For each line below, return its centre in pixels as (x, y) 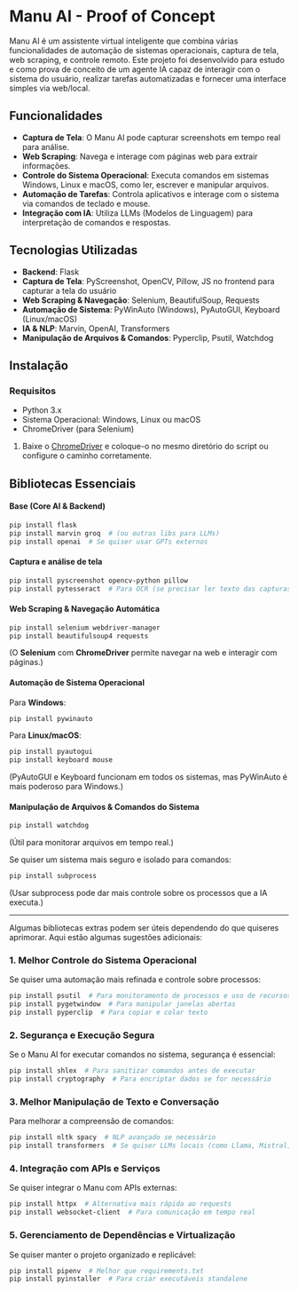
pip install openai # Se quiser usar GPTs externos (109, 542)
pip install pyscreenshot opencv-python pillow (99, 580)
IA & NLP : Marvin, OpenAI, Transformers (96, 328)
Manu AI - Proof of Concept (112, 16)
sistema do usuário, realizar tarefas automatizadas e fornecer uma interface (148, 78)
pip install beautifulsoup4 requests (79, 636)
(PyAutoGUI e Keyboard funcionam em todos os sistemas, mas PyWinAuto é (149, 777)
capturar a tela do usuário (69, 290)
